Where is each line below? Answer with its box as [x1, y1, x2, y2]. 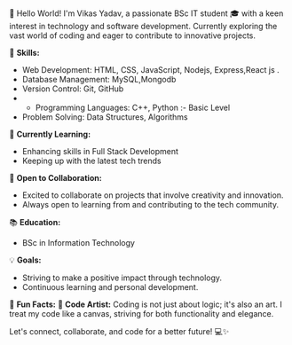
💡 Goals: [9, 255, 42, 265]
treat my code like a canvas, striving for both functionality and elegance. [9, 309, 274, 318]
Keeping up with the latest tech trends [21, 155, 162, 166]
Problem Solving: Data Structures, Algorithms [21, 112, 188, 122]
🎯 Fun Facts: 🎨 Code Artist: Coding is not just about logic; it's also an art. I [9, 299, 282, 310]
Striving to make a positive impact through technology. [21, 272, 223, 283]
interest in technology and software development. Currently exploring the [9, 21, 278, 31]
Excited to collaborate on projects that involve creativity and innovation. [21, 190, 284, 200]
